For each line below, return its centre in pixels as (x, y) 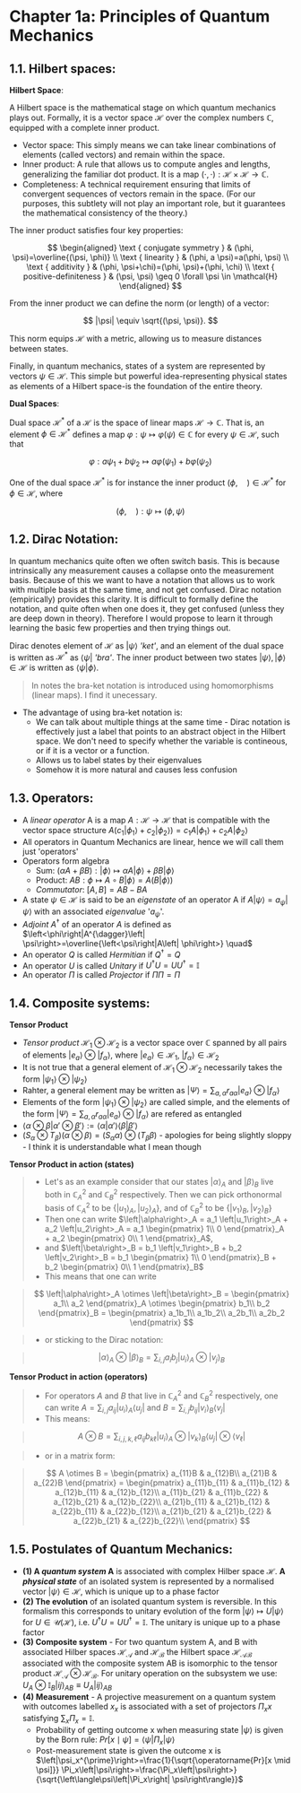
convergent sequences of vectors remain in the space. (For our (139, 194)
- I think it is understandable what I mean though (112, 1146)
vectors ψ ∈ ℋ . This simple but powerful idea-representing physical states (148, 376)
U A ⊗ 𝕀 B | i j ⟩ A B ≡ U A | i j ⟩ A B (67, 1686)
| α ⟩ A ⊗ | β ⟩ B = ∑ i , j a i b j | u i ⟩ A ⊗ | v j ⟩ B (162, 1358)
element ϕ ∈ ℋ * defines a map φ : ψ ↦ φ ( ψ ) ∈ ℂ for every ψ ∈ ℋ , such (144, 433)
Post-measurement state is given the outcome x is (128, 1751)
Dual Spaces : (34, 404)
